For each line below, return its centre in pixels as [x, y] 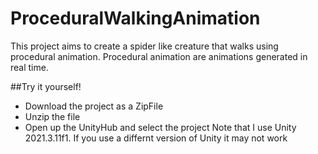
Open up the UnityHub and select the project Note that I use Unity [160, 127]
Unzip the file [52, 116]
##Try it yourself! [46, 86]
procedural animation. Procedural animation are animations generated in [159, 56]
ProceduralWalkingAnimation [135, 18]
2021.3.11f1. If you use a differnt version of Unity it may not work [156, 138]
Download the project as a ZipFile [94, 106]
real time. [29, 67]
